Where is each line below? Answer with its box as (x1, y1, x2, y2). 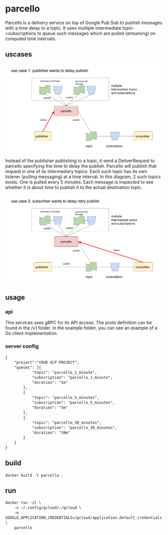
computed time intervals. (5, 36, 56, 42)
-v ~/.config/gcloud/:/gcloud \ (14, 505, 81, 510)
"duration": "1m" (31, 380, 68, 385)
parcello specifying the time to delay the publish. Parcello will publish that (5, 163, 156, 169)
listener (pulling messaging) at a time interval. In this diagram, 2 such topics (5, 174, 161, 180)
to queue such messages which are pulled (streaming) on (37, 30, 156, 36)
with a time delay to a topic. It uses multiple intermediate (5, 25, 121, 31)
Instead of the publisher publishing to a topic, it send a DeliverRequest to (5, 158, 155, 164)
